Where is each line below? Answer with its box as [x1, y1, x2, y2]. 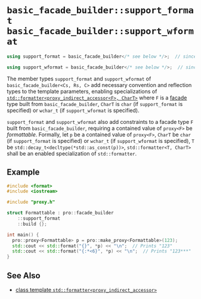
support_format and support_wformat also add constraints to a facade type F [7, 118, 193, 125]
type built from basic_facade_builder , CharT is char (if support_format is [7, 100, 183, 107]
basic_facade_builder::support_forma [7, 5, 194, 16]
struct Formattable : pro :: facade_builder [7, 210, 114, 216]
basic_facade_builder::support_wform [7, 26, 194, 37]
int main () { [7, 232, 39, 238]
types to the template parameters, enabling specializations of [7, 88, 157, 95]
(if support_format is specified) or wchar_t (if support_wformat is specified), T [7, 137, 194, 144]
